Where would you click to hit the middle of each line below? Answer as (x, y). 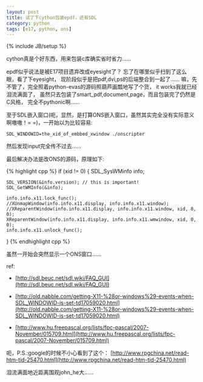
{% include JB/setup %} (36, 46)
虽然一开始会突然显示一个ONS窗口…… (54, 254)
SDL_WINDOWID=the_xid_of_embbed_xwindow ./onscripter (76, 134)
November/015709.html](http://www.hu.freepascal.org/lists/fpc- (95, 334)
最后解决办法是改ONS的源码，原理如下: (55, 159)
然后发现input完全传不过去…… (44, 146)
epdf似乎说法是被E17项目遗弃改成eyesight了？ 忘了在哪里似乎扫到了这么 (97, 72)
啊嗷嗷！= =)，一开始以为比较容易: (49, 123)
